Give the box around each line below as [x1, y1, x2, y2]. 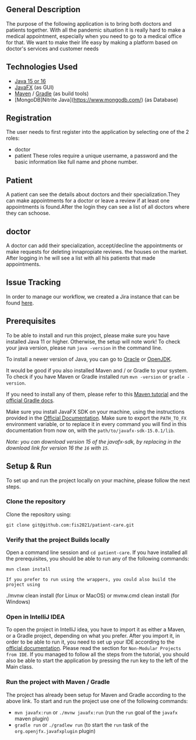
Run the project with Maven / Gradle [6, 678, 110, 686]
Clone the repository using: [6, 511, 72, 518]
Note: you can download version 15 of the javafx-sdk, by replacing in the [6, 438, 181, 445]
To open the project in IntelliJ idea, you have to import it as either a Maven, [6, 626, 185, 633]
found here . [6, 299, 34, 306]
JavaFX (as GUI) [14, 84, 54, 91]
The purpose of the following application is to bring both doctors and [6, 20, 172, 27]
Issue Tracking [6, 278, 61, 288]
